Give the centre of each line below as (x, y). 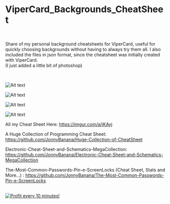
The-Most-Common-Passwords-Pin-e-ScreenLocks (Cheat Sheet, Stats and (85, 170)
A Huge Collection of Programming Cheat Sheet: (56, 134)
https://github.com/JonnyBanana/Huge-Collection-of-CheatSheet (74, 139)
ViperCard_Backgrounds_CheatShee (84, 9)
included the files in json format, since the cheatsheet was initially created (83, 55)
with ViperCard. (22, 60)
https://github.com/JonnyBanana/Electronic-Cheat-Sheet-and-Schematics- (84, 154)
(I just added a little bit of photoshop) (44, 65)
